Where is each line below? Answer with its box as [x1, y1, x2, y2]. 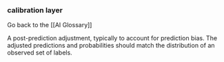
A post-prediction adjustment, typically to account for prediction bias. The [7, 34, 218, 42]
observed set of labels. [7, 48, 72, 57]
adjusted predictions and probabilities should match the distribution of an [7, 42, 215, 50]
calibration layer [7, 5, 63, 15]
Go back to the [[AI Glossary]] [7, 21, 92, 29]
